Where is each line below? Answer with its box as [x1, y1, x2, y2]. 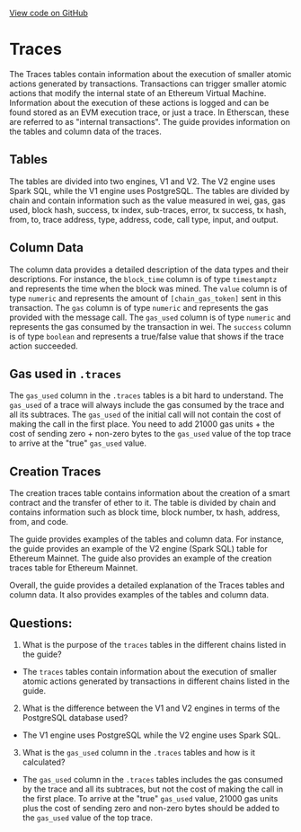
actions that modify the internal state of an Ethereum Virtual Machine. [9, 87, 267, 98]
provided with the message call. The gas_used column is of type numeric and [9, 312, 291, 323]
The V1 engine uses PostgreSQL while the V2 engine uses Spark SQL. [22, 730, 281, 740]
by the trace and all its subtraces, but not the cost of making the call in [22, 783, 284, 794]
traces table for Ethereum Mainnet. [9, 562, 138, 573]
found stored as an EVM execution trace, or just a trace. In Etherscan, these [9, 107, 289, 118]
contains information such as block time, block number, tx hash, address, [9, 507, 280, 518]
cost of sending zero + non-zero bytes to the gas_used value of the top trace [9, 429, 292, 439]
